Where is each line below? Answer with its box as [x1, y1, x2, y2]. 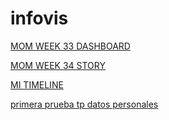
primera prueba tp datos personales [10, 98, 159, 110]
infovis [10, 7, 69, 30]
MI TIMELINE [10, 78, 64, 91]
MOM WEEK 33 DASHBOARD [10, 40, 131, 52]
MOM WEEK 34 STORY [10, 59, 106, 71]
